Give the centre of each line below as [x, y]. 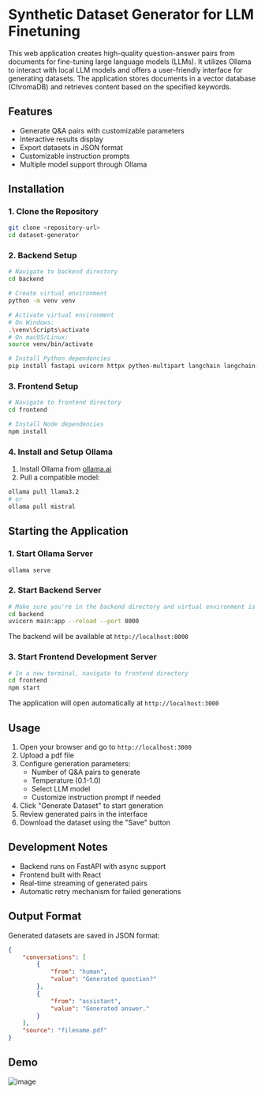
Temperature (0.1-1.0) [66, 780]
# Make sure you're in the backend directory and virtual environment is [132, 607]
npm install [28, 432]
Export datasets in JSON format [71, 147]
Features [30, 112]
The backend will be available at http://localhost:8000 [99, 637]
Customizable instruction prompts [75, 156]
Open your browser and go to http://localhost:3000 [105, 747]
